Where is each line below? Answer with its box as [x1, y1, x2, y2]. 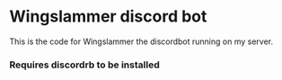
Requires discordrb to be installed [9, 58, 160, 71]
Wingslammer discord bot [9, 6, 207, 27]
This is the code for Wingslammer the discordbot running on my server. [9, 36, 274, 47]
